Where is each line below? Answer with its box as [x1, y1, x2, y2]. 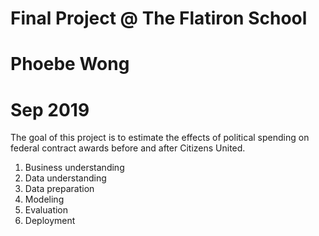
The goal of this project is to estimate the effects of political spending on [10, 132, 310, 144]
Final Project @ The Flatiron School [10, 7, 308, 30]
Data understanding [24, 172, 107, 184]
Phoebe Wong [10, 53, 130, 76]
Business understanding [24, 162, 125, 174]
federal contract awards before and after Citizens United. [10, 142, 246, 154]
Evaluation [24, 204, 69, 216]
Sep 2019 [10, 98, 90, 121]
